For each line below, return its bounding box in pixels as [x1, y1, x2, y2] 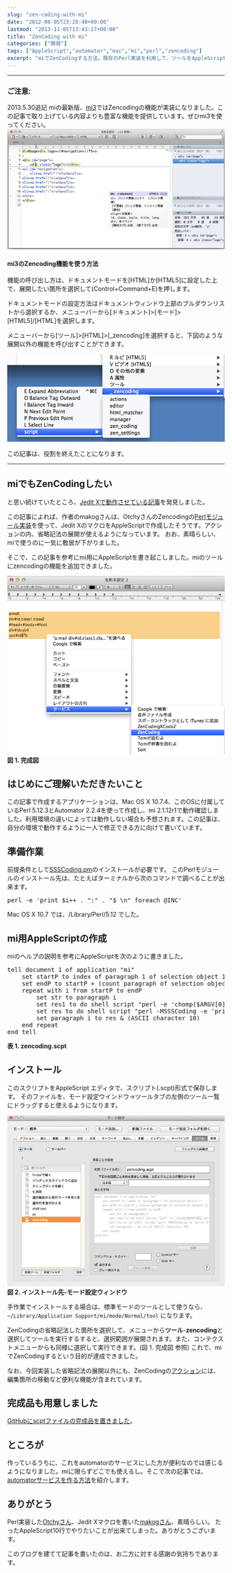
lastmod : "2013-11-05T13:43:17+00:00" [7, 26, 119, 32]
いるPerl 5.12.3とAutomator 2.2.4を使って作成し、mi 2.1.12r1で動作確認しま [7, 806, 220, 814]
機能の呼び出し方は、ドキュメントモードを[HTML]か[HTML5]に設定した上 [7, 276, 217, 285]
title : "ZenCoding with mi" [7, 33, 88, 40]
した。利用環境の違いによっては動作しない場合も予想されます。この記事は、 [7, 815, 224, 823]
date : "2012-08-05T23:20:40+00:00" [7, 18, 110, 26]
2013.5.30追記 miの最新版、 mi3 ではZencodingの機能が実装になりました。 [7, 104, 217, 112]
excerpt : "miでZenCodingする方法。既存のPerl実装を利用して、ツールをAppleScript [7, 55, 226, 62]
